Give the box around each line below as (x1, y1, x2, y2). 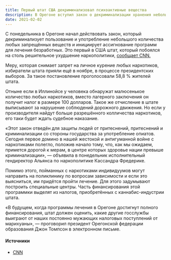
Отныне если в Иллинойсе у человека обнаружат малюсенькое (5, 89, 145, 95)
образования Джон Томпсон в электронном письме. (5, 226, 121, 232)
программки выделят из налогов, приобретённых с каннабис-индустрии (5, 189, 164, 195)
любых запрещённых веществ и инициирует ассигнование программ (5, 42, 157, 48)
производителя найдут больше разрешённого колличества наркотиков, (5, 110, 162, 116)
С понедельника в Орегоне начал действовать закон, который (5, 31, 141, 37)
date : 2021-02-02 (5, 17, 42, 22)
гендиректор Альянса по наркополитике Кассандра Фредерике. (5, 158, 146, 164)
